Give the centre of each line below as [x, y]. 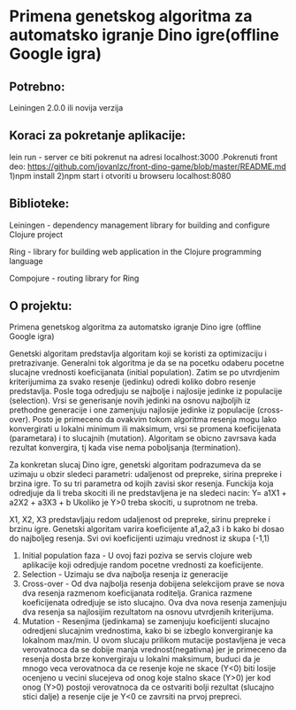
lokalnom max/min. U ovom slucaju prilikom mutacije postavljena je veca [154, 640]
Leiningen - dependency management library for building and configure [140, 225]
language [26, 261]
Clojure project [36, 234]
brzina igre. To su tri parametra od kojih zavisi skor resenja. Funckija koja [141, 483]
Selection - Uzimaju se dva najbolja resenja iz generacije [125, 575]
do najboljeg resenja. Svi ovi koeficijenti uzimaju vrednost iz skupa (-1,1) [140, 538]
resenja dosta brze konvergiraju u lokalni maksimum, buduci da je [141, 659]
